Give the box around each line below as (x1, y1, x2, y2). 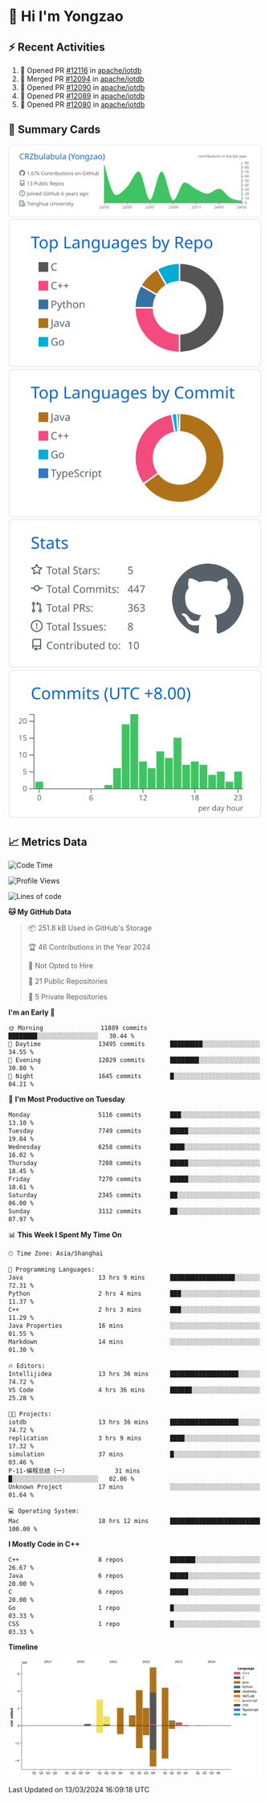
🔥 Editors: (8, 1362, 46, 1371)
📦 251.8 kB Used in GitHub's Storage (27, 923, 153, 933)
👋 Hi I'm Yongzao (8, 7, 124, 26)
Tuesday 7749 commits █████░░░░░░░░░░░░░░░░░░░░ (8, 1127, 261, 1135)
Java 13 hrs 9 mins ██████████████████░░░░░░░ (8, 1273, 261, 1282)
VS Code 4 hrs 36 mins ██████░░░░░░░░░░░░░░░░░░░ (8, 1386, 261, 1395)
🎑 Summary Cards (8, 123, 101, 137)
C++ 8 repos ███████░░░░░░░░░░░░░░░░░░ (8, 1556, 261, 1564)
